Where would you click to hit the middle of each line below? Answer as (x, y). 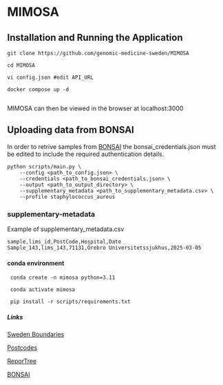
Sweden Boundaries (36, 335)
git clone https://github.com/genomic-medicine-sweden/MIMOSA (98, 53)
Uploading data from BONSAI (71, 130)
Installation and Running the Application (95, 38)
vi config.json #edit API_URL (51, 77)
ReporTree (22, 361)
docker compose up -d (38, 90)
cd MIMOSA (21, 66)
